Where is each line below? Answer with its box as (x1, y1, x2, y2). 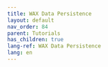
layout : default (7, 17, 54, 24)
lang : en (7, 50, 33, 57)
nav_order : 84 (7, 23, 49, 30)
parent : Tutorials (7, 29, 61, 37)
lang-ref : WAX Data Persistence (7, 43, 101, 50)
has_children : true (7, 36, 64, 43)
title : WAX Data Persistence (7, 10, 92, 17)
